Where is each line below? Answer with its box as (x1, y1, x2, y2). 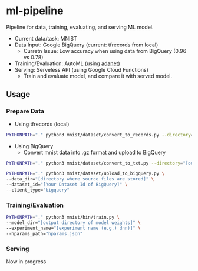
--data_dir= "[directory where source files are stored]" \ (6, 176, 154, 182)
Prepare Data (6, 107, 45, 115)
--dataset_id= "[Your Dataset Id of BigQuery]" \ (6, 182, 128, 188)
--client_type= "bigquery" (6, 187, 70, 193)
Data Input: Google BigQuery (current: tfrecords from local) (14, 41, 159, 48)
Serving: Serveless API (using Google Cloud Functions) (14, 66, 149, 73)
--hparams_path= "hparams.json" (6, 230, 83, 236)
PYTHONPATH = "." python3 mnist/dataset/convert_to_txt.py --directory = (6, 160, 183, 166)
